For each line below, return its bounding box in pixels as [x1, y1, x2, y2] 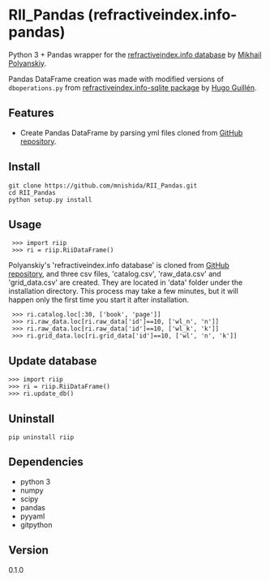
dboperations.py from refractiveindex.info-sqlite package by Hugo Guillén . [8, 83, 257, 93]
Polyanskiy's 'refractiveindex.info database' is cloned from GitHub [8, 260, 229, 270]
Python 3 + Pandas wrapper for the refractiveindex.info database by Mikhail [8, 49, 262, 59]
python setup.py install [8, 196, 92, 204]
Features [8, 106, 54, 120]
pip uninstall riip [8, 433, 75, 441]
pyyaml [19, 511, 45, 521]
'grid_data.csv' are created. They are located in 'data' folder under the [8, 278, 243, 287]
